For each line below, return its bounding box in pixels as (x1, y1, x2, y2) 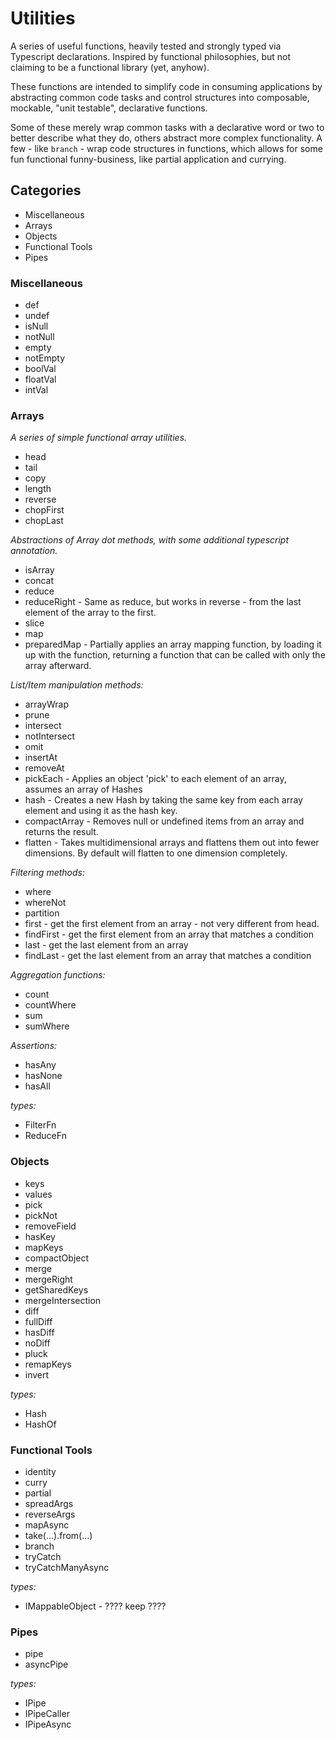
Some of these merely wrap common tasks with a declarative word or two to (10, 121, 325, 133)
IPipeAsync (24, 1718, 72, 1731)
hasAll (24, 1080, 51, 1092)
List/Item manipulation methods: (10, 679, 144, 691)
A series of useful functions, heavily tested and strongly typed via (10, 40, 282, 52)
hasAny (24, 1059, 57, 1071)
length (24, 483, 52, 495)
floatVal (24, 373, 57, 386)
